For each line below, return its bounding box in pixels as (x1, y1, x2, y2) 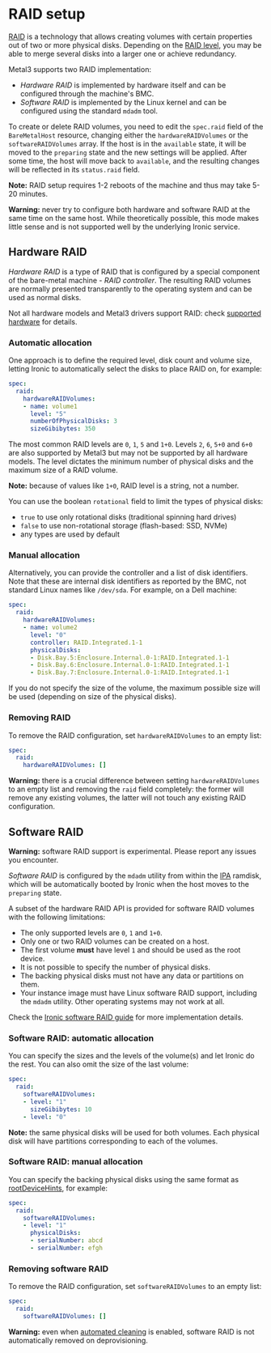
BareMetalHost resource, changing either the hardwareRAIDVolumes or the (8, 130, 248, 140)
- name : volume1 (23, 402, 78, 410)
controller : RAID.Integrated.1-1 (29, 638, 143, 647)
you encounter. (8, 855, 59, 864)
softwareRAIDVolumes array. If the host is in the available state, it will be (8, 138, 247, 148)
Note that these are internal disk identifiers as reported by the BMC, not (8, 576, 247, 587)
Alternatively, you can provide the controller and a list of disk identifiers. (8, 568, 248, 578)
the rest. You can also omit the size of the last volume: (8, 1059, 188, 1069)
